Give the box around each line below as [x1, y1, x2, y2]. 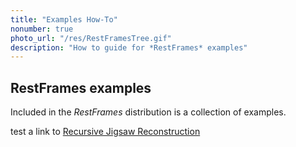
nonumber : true [10, 24, 74, 34]
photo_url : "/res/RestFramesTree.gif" [10, 33, 172, 43]
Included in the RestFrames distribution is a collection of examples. [10, 106, 287, 118]
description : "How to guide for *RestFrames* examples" [10, 42, 248, 53]
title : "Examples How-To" [10, 14, 118, 25]
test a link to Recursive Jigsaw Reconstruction [10, 126, 201, 138]
